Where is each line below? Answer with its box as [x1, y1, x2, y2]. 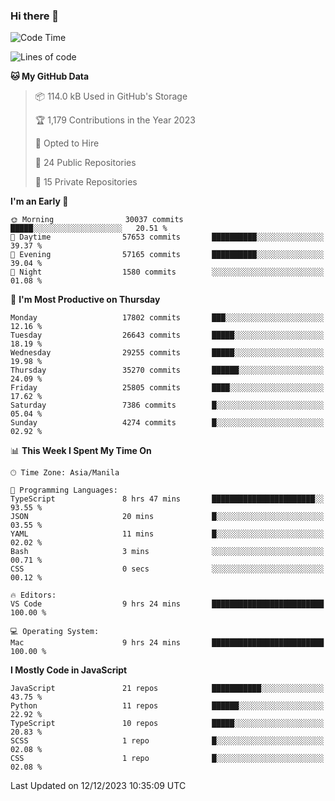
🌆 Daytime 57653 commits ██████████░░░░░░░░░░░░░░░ [10, 232, 325, 243]
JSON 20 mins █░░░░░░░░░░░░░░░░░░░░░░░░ [10, 512, 325, 522]
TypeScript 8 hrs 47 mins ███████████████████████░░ [10, 494, 325, 504]
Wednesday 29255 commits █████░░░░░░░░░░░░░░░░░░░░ [10, 348, 325, 358]
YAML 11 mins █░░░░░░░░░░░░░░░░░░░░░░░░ [10, 529, 325, 539]
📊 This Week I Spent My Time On [10, 445, 152, 457]
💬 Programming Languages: [10, 485, 118, 496]
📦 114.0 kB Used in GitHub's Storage [34, 90, 188, 103]
